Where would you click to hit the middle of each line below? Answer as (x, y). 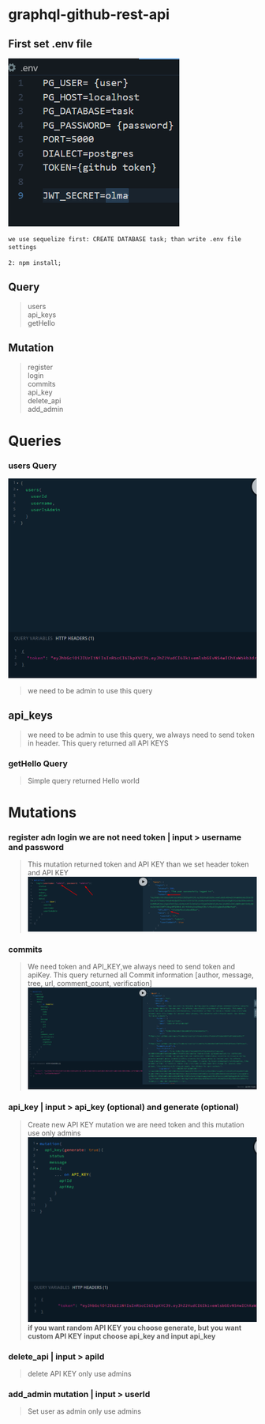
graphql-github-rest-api (89, 15)
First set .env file (50, 44)
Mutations (43, 813)
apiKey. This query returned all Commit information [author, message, (140, 975)
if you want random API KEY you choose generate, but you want (134, 1328)
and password (36, 848)
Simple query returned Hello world (84, 780)
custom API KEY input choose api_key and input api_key (121, 1336)
